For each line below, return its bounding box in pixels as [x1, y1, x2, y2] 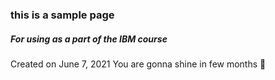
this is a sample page [10, 8, 115, 22]
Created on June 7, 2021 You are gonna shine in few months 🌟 [10, 58, 267, 70]
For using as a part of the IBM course [10, 33, 168, 45]
